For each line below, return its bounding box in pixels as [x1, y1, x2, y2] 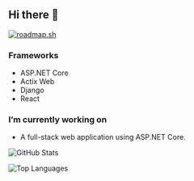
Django [19, 86, 44, 95]
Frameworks [8, 49, 59, 61]
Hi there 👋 [8, 8, 59, 22]
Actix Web [19, 77, 55, 86]
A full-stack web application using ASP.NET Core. [19, 133, 186, 142]
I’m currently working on [8, 114, 108, 125]
